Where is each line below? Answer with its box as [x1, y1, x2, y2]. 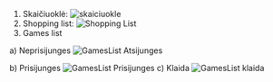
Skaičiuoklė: [22, 9, 69, 19]
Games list [22, 28, 63, 38]
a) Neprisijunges [9, 45, 71, 56]
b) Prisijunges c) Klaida [9, 63, 190, 73]
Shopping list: [22, 18, 74, 29]
